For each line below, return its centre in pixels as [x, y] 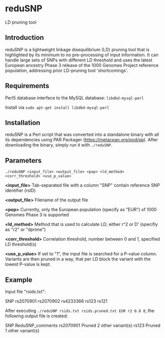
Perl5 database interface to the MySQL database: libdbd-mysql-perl [75, 98]
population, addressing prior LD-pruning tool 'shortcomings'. [66, 70]
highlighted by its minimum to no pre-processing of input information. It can [82, 55]
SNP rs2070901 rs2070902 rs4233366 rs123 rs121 [56, 301]
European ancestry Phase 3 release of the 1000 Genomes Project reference [82, 65]
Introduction [25, 38]
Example [19, 280]
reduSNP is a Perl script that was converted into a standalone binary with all [82, 135]
